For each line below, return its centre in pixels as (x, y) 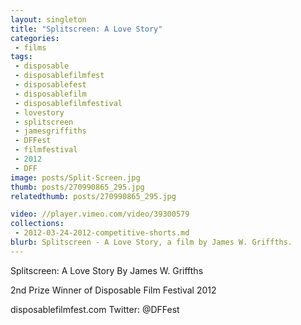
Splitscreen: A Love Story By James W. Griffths (107, 270)
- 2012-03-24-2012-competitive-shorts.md (102, 233)
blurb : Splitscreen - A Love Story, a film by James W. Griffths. (151, 242)
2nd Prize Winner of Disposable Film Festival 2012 (113, 290)
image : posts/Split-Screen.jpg (75, 177)
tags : (21, 57)
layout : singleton (48, 19)
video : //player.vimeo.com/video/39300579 (100, 214)
